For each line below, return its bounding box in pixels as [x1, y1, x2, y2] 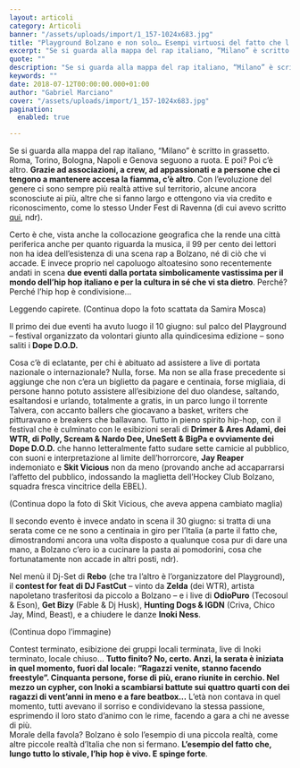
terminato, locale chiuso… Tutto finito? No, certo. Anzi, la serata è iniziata [9, 653, 284, 664]
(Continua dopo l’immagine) [9, 627, 112, 637]
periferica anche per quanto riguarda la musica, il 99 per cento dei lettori [9, 239, 277, 250]
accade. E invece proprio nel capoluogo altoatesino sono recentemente [9, 258, 272, 269]
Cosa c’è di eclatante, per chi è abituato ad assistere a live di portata [9, 357, 261, 368]
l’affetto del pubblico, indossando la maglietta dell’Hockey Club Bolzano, [9, 472, 275, 482]
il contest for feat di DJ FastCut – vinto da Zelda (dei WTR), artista [9, 581, 254, 592]
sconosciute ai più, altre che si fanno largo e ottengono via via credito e [9, 193, 272, 204]
